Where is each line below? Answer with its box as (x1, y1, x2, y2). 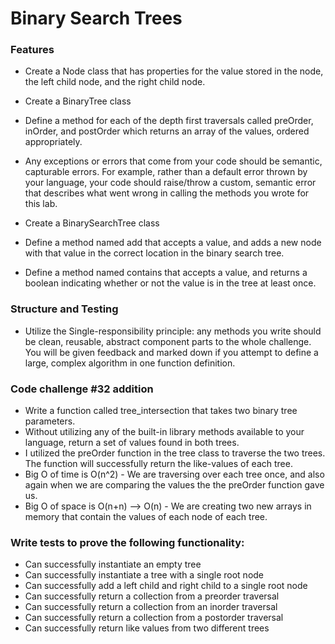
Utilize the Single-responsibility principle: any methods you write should (24, 325, 322, 337)
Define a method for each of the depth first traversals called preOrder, (24, 115, 314, 127)
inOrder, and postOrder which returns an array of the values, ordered (24, 125, 310, 137)
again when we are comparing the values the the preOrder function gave (24, 479, 325, 491)
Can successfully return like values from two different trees (24, 622, 270, 634)
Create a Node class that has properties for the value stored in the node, (24, 65, 324, 77)
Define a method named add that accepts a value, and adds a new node (24, 237, 322, 249)
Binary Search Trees (10, 7, 183, 30)
